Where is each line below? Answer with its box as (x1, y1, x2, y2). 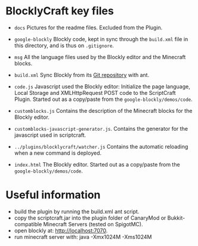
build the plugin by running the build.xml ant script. (14, 208, 140, 215)
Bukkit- (167, 214, 185, 222)
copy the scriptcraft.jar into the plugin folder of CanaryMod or (14, 214, 166, 222)
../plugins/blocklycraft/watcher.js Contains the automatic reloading (14, 143, 188, 150)
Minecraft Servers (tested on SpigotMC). (43, 220, 144, 227)
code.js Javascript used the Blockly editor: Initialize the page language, (14, 82, 190, 90)
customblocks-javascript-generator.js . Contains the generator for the (14, 125, 188, 132)
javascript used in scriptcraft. (14, 131, 86, 139)
